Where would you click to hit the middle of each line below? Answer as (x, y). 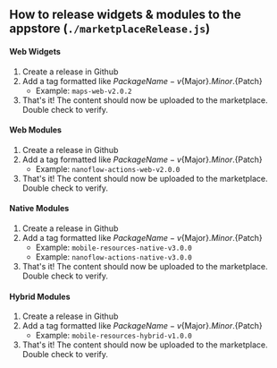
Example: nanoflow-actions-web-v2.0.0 (108, 168)
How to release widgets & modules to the (125, 15)
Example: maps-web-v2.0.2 (84, 90)
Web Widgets (35, 51)
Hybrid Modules (40, 296)
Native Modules (39, 209)
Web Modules (36, 130)
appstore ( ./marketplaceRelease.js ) (110, 29)
